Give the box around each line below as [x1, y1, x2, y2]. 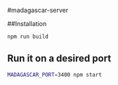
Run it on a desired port [7, 53, 112, 65]
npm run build [7, 33, 49, 40]
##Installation [7, 20, 47, 27]
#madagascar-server [7, 6, 69, 14]
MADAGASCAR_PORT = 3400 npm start [7, 71, 102, 78]
